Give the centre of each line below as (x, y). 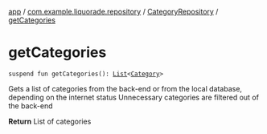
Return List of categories (50, 121)
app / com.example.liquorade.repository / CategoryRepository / (113, 12)
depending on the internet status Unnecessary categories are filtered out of (134, 97)
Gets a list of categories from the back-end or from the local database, (125, 88)
